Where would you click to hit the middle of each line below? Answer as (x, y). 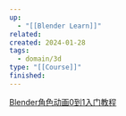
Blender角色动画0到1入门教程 (63, 102)
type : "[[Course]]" (46, 68)
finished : (28, 76)
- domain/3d (40, 59)
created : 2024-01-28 (48, 42)
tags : (19, 51)
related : (25, 34)
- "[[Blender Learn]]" (59, 26)
